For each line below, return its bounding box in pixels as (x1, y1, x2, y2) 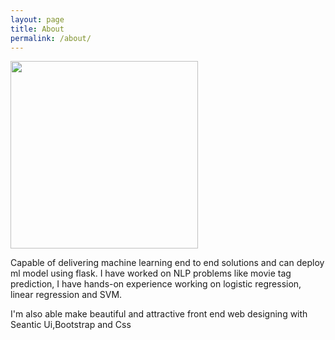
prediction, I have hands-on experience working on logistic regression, (10, 278, 302, 290)
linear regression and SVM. (10, 289, 123, 301)
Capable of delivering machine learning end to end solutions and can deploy (10, 257, 325, 269)
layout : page (10, 14, 65, 25)
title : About (10, 24, 65, 34)
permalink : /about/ (10, 33, 92, 43)
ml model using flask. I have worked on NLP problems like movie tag (10, 267, 292, 280)
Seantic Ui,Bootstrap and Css (10, 319, 132, 331)
